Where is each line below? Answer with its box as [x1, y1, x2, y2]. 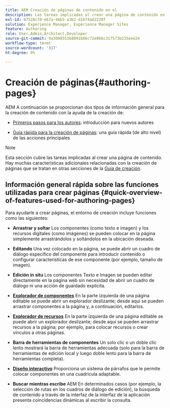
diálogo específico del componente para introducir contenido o [12, 251, 145, 258]
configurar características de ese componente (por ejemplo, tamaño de [12, 257, 163, 263]
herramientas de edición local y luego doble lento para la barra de [12, 350, 151, 356]
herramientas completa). [12, 355, 65, 362]
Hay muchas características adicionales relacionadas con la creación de [5, 160, 157, 166]
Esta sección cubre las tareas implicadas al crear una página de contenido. [5, 155, 163, 161]
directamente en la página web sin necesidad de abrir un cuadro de [12, 277, 155, 284]
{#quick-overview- [101, 188, 163, 197]
